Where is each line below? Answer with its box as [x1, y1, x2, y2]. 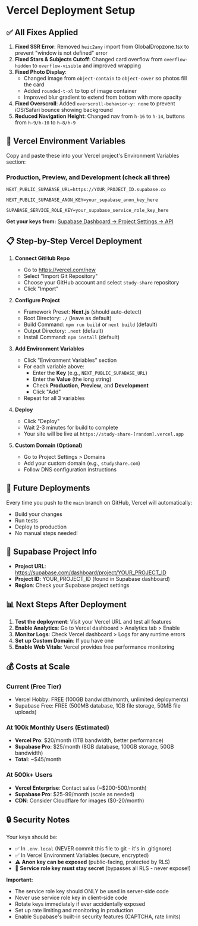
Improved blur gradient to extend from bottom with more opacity [23, 93, 182, 101]
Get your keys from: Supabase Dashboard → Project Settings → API [6, 218, 174, 225]
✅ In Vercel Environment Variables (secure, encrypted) [14, 852, 149, 859]
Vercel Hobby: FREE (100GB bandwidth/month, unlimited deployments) [14, 696, 189, 703]
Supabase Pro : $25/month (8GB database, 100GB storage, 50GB [14, 743, 174, 750]
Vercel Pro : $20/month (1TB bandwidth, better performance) [14, 737, 164, 744]
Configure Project [14, 296, 61, 304]
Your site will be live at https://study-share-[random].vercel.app [23, 430, 184, 437]
